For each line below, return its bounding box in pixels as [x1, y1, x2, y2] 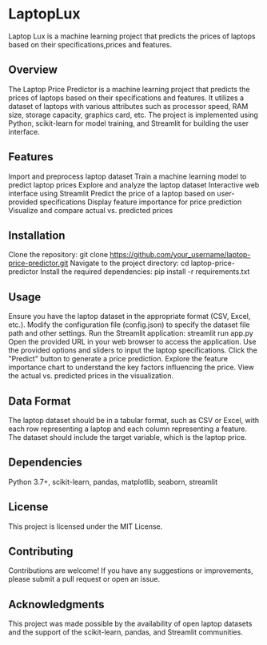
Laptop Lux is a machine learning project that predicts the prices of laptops [8, 31, 256, 41]
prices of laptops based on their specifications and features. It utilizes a [8, 93, 245, 103]
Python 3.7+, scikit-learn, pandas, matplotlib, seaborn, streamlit [8, 477, 218, 486]
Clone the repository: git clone [8, 250, 109, 260]
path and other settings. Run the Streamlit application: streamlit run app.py [8, 329, 253, 338]
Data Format [8, 394, 71, 408]
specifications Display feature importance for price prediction [39, 197, 242, 207]
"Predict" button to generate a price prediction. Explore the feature [8, 354, 228, 364]
